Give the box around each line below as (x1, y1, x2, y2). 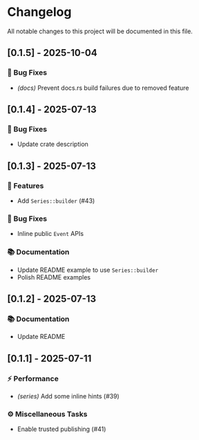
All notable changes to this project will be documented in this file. (7, 27, 193, 35)
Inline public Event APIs (17, 230, 84, 238)
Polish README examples (17, 273, 91, 281)
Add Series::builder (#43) (17, 196, 95, 205)
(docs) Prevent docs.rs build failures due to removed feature (17, 84, 189, 92)
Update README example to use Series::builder (17, 266, 159, 274)
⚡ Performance (7, 374, 59, 383)
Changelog (7, 4, 72, 20)
